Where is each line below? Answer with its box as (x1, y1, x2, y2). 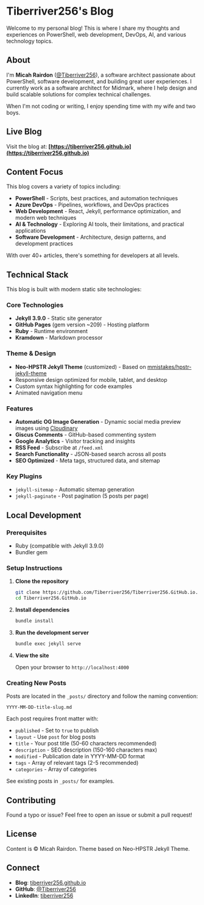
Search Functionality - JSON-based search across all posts (15, 451, 166, 458)
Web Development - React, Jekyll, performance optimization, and (15, 208, 181, 215)
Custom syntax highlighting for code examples (15, 382, 132, 390)
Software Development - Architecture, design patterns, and (15, 233, 166, 241)
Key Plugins (6, 472, 43, 481)
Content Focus (6, 166, 64, 177)
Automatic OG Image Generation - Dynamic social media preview (15, 418, 181, 426)
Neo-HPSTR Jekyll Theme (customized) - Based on (15, 363, 146, 370)
